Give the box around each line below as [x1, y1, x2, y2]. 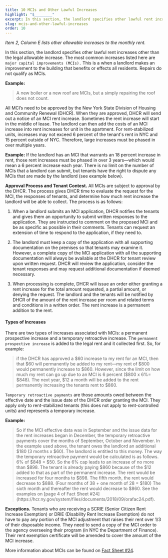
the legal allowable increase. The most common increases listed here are [5, 54, 155, 60]
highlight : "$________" [5, 12, 55, 17]
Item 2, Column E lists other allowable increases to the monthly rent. [5, 39, 146, 45]
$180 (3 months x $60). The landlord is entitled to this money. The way [16, 448, 162, 454]
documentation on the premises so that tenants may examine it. [12, 244, 143, 250]
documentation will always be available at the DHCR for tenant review [12, 255, 156, 261]
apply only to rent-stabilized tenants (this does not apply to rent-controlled [5, 402, 159, 408]
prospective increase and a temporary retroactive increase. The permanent [5, 335, 158, 341]
